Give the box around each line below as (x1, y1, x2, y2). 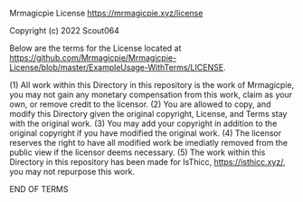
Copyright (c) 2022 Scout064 (9, 25, 119, 35)
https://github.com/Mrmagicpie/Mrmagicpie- (9, 53, 177, 63)
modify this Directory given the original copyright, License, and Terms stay (9, 109, 288, 119)
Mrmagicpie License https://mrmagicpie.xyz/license (9, 8, 204, 18)
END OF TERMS (9, 184, 70, 194)
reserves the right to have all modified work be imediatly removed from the (9, 138, 288, 148)
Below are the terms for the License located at (9, 43, 182, 53)
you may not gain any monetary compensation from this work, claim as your (9, 90, 292, 100)
